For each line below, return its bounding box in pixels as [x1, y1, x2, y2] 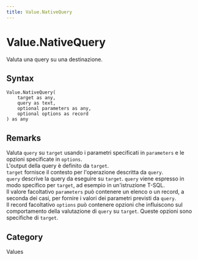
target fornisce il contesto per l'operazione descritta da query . [6, 169, 164, 176]
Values [6, 248, 24, 255]
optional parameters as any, [17, 105, 92, 112]
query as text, [17, 100, 56, 106]
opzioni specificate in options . [6, 155, 82, 163]
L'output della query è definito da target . [6, 162, 109, 169]
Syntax [6, 73, 34, 83]
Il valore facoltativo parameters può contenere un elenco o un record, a [6, 188, 185, 196]
